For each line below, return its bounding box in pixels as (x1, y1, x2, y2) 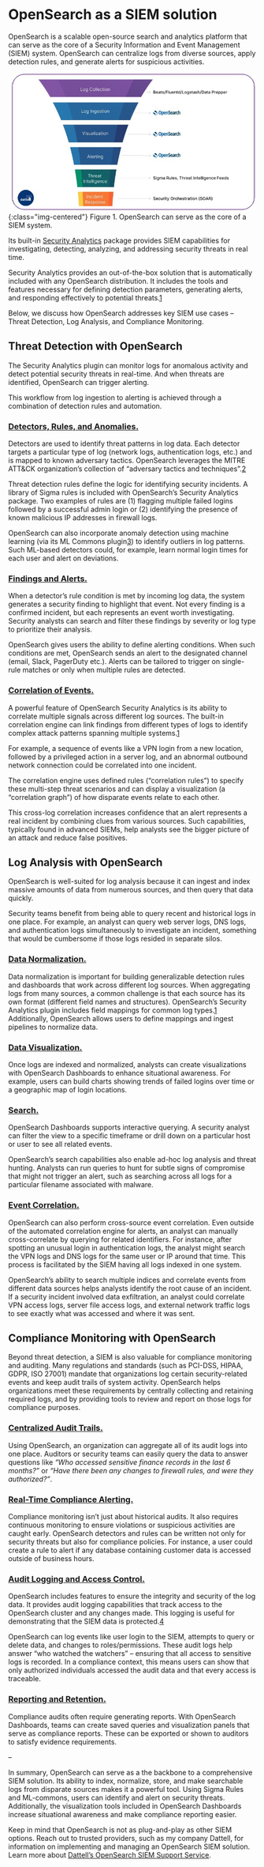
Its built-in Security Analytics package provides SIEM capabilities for (8, 236, 231, 245)
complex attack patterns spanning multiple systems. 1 (8, 728, 180, 737)
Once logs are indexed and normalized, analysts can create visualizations (8, 1060, 247, 1069)
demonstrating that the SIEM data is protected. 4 (8, 1616, 164, 1626)
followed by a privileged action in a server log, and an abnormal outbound (8, 752, 248, 761)
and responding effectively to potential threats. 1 (8, 292, 163, 302)
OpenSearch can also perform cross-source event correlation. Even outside (8, 1217, 255, 1227)
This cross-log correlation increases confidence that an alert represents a (8, 808, 248, 817)
